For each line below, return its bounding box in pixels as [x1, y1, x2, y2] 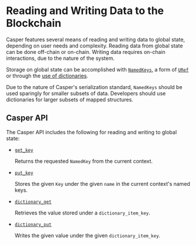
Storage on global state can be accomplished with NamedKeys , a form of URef [6, 66, 189, 73]
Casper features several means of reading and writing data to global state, [6, 36, 185, 43]
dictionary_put [14, 222, 52, 227]
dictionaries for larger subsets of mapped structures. [6, 96, 133, 103]
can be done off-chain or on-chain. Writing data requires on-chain [6, 48, 166, 55]
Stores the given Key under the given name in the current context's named [14, 180, 190, 187]
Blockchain [6, 16, 61, 30]
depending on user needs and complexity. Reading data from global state [6, 42, 183, 49]
